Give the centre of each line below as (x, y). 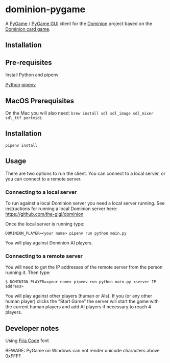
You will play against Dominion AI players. (49, 243)
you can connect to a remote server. (43, 179)
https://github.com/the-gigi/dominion (44, 214)
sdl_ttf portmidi (24, 118)
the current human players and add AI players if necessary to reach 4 (78, 307)
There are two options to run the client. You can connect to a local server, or (86, 173)
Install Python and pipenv (32, 75)
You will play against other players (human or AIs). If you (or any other (79, 296)
